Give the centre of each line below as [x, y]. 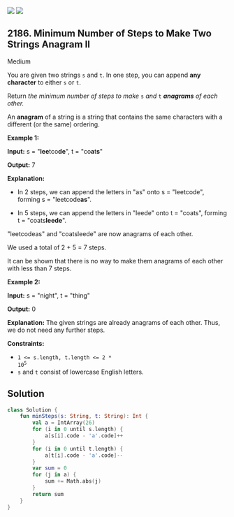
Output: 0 [22, 309]
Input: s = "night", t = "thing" [49, 295]
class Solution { [32, 410]
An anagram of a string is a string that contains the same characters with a [115, 117]
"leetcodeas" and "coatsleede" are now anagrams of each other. [100, 233]
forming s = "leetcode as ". [54, 199]
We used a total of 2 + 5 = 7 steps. [57, 247]
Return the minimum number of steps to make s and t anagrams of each [112, 96]
